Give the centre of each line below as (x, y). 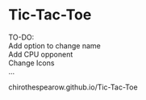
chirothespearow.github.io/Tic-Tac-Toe (73, 87)
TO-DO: (21, 37)
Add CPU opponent (41, 54)
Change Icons (31, 63)
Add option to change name (54, 45)
